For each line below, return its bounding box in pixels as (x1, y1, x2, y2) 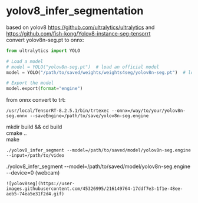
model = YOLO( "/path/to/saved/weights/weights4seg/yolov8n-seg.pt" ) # (6, 69, 186, 75)
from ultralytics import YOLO (6, 47, 81, 54)
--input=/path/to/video (6, 153, 65, 159)
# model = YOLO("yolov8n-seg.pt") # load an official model (6, 64, 160, 70)
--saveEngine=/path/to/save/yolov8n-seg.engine (29, 113, 149, 119)
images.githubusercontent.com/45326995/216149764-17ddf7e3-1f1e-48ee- (6, 186, 183, 192)
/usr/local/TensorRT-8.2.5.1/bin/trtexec (6, 108, 110, 114)
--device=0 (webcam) (6, 169, 60, 176)
